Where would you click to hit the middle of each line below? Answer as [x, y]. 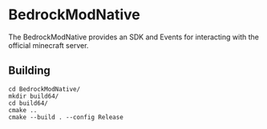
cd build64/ [28, 103]
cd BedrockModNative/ [44, 89]
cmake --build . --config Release [66, 117]
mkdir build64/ [34, 96]
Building [29, 71]
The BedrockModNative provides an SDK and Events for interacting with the [133, 37]
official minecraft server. [49, 45]
